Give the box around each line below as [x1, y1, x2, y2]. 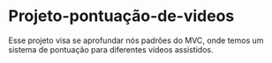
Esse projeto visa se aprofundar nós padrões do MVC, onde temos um [8, 35, 264, 45]
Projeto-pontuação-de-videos [8, 6, 235, 26]
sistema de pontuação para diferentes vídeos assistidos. [8, 44, 214, 54]
